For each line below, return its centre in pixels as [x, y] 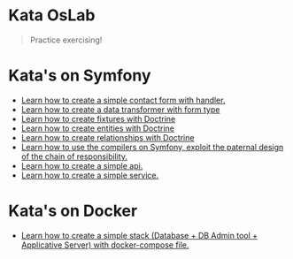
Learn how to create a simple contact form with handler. [123, 100]
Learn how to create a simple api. [82, 165]
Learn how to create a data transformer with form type [120, 109]
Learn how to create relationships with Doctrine [108, 137]
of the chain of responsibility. [74, 156]
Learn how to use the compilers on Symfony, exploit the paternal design [152, 147]
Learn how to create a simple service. [90, 175]
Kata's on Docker [73, 211]
